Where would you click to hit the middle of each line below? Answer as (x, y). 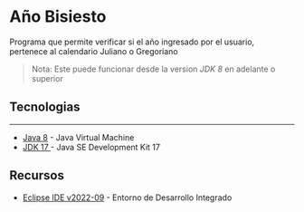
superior (47, 78)
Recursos (37, 175)
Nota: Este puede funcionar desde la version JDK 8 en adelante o (153, 69)
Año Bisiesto (58, 17)
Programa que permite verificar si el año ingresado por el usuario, (132, 42)
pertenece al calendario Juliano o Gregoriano (94, 51)
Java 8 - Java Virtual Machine (78, 137)
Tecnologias (45, 107)
